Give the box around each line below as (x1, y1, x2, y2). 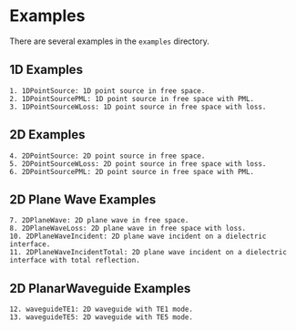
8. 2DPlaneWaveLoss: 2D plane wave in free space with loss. (9, 224, 247, 233)
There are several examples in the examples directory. (9, 36, 209, 47)
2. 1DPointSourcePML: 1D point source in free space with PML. (9, 94, 255, 103)
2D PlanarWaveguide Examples (9, 280, 191, 296)
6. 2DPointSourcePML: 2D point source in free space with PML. (9, 167, 255, 176)
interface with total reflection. (9, 256, 141, 265)
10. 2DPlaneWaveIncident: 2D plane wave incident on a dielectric (9, 232, 267, 242)
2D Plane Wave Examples (9, 191, 157, 207)
